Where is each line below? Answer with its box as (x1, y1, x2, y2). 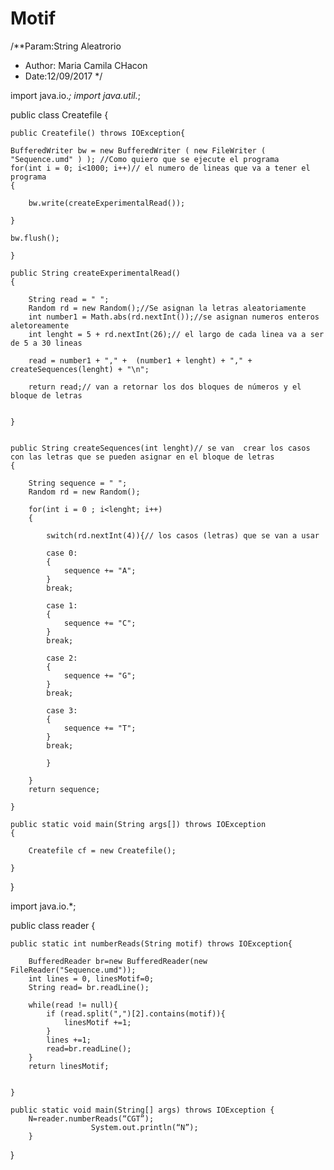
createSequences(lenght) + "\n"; (10, 364, 150, 374)
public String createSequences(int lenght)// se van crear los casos (10, 443, 311, 453)
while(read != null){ (28, 1000, 118, 1010)
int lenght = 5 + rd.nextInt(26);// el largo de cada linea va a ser (28, 329, 325, 339)
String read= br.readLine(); (28, 982, 150, 992)
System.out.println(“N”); (90, 1122, 199, 1132)
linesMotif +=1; (63, 1017, 132, 1027)
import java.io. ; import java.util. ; (10, 89, 141, 101)
